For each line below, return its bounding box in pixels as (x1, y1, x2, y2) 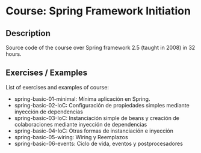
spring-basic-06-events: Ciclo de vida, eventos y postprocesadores (14, 140, 183, 147)
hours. (5, 50, 22, 58)
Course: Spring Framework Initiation (5, 4, 191, 18)
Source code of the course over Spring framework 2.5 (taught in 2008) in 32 (5, 44, 196, 51)
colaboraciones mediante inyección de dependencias (14, 121, 147, 128)
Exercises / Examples (5, 68, 88, 78)
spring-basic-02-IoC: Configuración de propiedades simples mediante (14, 101, 190, 109)
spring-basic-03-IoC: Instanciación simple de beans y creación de (14, 114, 180, 121)
